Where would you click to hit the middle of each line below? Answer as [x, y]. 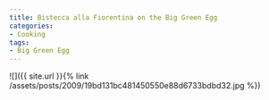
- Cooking [28, 34]
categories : [31, 26]
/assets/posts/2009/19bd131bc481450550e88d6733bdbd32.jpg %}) [135, 86]
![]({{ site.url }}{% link [49, 76]
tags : [19, 42]
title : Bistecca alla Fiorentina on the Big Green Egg [113, 17]
